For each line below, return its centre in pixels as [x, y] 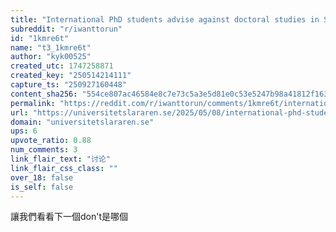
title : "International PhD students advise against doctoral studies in [165, 19]
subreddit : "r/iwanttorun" [66, 29]
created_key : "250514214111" [71, 76]
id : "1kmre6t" [40, 38]
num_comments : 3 [44, 150]
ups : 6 [24, 131]
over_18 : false [42, 177]
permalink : [33, 103]
